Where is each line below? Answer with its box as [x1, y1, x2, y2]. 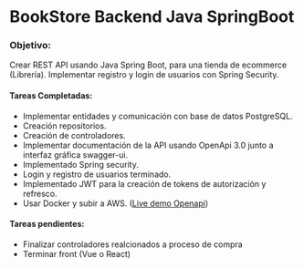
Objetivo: [9, 39, 52, 52]
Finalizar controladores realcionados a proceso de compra [22, 239, 244, 250]
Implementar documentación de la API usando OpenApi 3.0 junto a [22, 139, 274, 150]
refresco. [22, 188, 58, 199]
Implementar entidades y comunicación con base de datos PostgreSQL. [22, 110, 294, 121]
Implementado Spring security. [22, 159, 139, 170]
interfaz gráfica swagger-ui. [22, 149, 129, 160]
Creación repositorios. [22, 120, 107, 131]
